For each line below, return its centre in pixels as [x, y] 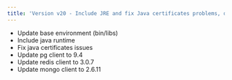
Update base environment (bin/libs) [68, 33]
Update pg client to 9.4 [50, 55]
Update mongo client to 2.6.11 [59, 69]
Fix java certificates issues [55, 47]
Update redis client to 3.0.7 [56, 62]
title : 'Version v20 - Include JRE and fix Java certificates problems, [114, 13]
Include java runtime [46, 40]
